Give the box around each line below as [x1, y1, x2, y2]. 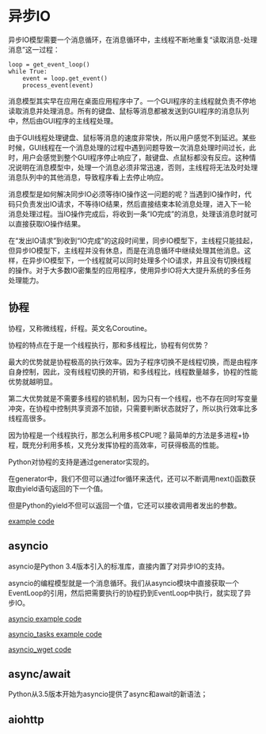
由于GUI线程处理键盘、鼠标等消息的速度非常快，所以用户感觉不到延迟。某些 [8, 132, 256, 143]
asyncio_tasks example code [8, 629, 103, 638]
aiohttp [8, 713, 45, 726]
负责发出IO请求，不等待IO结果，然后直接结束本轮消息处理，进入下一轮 [21, 199, 252, 208]
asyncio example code [8, 614, 82, 623]
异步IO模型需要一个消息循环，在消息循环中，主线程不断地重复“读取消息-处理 [8, 35, 258, 44]
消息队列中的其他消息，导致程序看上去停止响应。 [8, 172, 168, 182]
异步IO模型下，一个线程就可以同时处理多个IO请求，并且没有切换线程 [28, 255, 252, 265]
